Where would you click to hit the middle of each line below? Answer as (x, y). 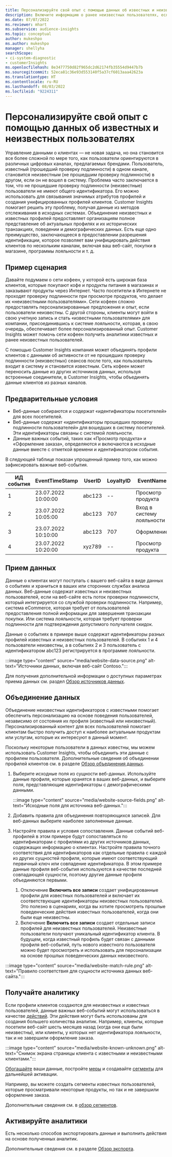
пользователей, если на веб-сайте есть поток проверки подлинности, (82, 596)
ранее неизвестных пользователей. (45, 340)
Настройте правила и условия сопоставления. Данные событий (83, 830)
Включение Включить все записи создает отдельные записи (88, 923)
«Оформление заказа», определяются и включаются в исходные (84, 444)
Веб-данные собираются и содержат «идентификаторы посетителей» (90, 411)
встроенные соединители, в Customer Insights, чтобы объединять (77, 377)
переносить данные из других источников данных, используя (73, 372)
